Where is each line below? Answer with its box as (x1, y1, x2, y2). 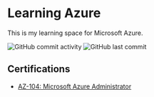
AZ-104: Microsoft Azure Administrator (17, 82, 132, 91)
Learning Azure (7, 5, 101, 21)
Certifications (7, 63, 71, 76)
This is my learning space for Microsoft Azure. (7, 29, 143, 37)
